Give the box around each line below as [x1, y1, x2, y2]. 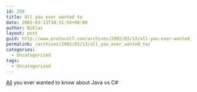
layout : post [6, 30, 38, 36]
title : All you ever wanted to [6, 14, 83, 20]
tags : [6, 57, 19, 63]
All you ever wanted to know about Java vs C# [6, 79, 118, 86]
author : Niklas [6, 25, 43, 31]
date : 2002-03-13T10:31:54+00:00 [6, 19, 88, 25]
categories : [6, 47, 35, 53]
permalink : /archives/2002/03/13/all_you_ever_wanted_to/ [6, 42, 151, 47]
